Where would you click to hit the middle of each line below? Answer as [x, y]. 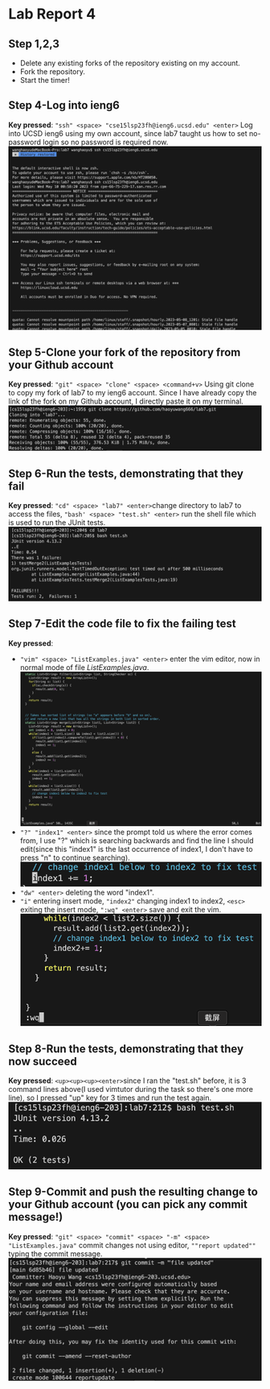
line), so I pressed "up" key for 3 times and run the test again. [110, 1098]
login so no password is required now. [106, 142]
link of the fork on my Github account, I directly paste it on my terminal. [126, 401]
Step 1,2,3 [34, 44]
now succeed [43, 1061]
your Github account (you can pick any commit [128, 1205]
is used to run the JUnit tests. [57, 523]
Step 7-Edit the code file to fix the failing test [122, 624]
